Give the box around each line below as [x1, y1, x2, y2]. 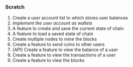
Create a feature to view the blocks [12, 57, 85, 63]
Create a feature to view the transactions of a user [12, 52, 116, 58]
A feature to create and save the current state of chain [12, 25, 124, 31]
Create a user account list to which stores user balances [12, 15, 129, 21]
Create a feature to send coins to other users [12, 41, 105, 47]
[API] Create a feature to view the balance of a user [12, 46, 118, 53]
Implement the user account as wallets [12, 20, 93, 26]
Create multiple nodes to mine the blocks [12, 36, 97, 42]
